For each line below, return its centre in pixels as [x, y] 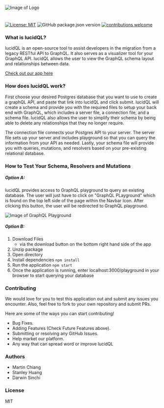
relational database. [25, 153]
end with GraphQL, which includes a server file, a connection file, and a [77, 112]
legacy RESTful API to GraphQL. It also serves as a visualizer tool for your [79, 54]
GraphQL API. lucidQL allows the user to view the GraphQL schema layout [80, 58]
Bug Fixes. [23, 323]
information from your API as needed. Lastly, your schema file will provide [80, 143]
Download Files [28, 239]
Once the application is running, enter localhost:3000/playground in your [85, 270]
